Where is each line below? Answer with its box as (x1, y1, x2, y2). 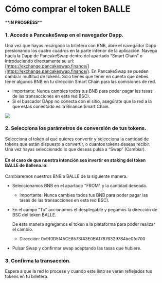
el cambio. (12, 226, 33, 232)
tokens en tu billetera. (5, 273, 49, 280)
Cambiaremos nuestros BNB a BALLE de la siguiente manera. (5, 173, 128, 179)
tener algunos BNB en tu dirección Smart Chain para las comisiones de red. (5, 79, 157, 84)
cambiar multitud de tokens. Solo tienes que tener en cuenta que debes (5, 74, 148, 80)
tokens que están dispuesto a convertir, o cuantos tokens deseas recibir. (5, 141, 151, 147)
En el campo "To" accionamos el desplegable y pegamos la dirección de (12, 206, 158, 212)
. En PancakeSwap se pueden (89, 68, 149, 74)
